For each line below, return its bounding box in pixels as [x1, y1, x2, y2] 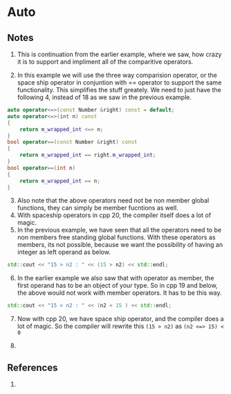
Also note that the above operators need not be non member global [17, 196, 210, 205]
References [7, 361, 58, 373]
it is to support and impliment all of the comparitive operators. [17, 58, 194, 66]
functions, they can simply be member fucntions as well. [17, 204, 178, 212]
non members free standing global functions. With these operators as [17, 233, 216, 241]
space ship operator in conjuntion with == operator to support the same [17, 78, 222, 87]
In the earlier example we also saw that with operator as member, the [17, 274, 214, 282]
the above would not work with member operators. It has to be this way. [17, 289, 223, 297]
